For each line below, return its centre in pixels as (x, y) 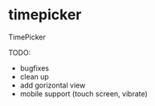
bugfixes (35, 68)
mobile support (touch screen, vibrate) (84, 93)
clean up (35, 76)
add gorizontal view (53, 85)
